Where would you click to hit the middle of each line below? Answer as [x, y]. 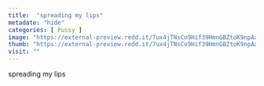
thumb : [19, 45]
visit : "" [24, 52]
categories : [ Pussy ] [45, 30]
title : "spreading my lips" [56, 15]
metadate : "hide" [37, 23]
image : [19, 37]
